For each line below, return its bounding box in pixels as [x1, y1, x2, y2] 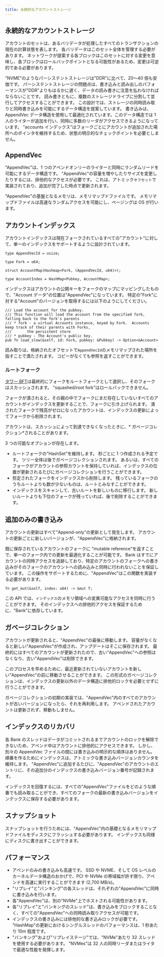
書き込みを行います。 [16, 891, 60, 898]
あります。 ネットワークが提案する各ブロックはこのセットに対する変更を [5, 52, 151, 59]
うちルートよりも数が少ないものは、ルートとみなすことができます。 [12, 481, 149, 487]
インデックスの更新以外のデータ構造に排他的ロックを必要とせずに [26, 678, 159, 684]
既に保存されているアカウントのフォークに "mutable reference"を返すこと [5, 546, 154, 552]
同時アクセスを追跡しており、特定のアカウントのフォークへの [26, 558, 150, 564]
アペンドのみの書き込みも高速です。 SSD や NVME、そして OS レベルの [12, 867, 156, 873]
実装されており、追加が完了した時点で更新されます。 [5, 183, 111, 189]
